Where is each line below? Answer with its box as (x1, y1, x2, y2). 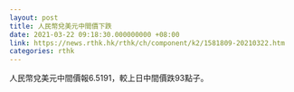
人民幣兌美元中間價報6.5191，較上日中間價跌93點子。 (9, 73, 209, 84)
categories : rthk (9, 47, 75, 56)
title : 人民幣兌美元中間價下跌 (9, 22, 112, 31)
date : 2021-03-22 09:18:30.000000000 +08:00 (9, 30, 180, 39)
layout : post (9, 13, 59, 23)
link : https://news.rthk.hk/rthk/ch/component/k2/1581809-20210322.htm (9, 38, 285, 48)
